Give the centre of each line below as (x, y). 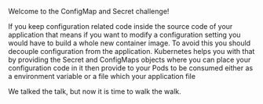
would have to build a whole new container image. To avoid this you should (130, 43)
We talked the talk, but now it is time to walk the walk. (95, 91)
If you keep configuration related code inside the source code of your (121, 26)
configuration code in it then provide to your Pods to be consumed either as (131, 68)
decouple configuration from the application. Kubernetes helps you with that (131, 51)
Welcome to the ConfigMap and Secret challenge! (89, 11)
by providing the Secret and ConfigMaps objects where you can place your (130, 59)
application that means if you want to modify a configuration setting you (124, 35)
